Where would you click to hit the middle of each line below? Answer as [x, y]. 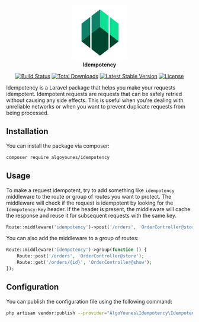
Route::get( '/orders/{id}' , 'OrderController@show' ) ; [84, 263]
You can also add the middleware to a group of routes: [73, 238]
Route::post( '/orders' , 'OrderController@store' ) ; [81, 256]
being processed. [28, 113]
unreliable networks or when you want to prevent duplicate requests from [96, 106]
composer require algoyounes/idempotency [58, 157]
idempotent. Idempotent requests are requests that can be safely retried [94, 94]
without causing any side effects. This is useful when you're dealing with [95, 100]
